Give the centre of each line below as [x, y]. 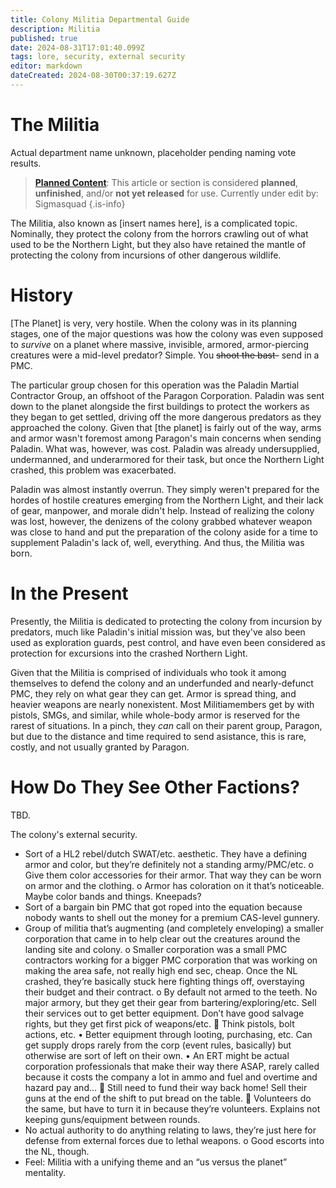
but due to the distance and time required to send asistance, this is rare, [158, 736]
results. [26, 163]
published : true [44, 38]
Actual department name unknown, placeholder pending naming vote [153, 152]
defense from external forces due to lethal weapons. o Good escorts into [174, 1140]
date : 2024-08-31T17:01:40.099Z [77, 47]
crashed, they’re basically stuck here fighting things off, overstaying [164, 981]
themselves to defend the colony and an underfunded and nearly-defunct [162, 683]
